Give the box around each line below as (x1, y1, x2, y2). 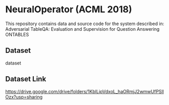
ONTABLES (5, 31, 29, 37)
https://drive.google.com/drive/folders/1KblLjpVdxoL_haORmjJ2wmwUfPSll (5, 88, 164, 94)
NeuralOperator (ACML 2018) (5, 4, 132, 15)
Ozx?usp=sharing (5, 94, 43, 100)
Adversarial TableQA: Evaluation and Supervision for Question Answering (5, 26, 160, 32)
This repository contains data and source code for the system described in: (5, 20, 164, 27)
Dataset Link (5, 75, 47, 83)
